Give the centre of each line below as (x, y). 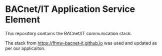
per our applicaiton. (25, 48)
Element (23, 20)
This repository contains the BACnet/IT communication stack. (68, 33)
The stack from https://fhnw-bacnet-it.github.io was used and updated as (81, 43)
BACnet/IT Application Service (70, 9)
